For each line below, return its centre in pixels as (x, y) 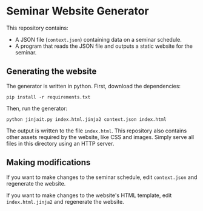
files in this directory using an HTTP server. (60, 143)
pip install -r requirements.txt (48, 97)
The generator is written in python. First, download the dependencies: (93, 86)
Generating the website (52, 72)
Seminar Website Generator (78, 11)
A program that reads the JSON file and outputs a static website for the (104, 46)
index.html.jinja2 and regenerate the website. (65, 201)
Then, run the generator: (37, 108)
